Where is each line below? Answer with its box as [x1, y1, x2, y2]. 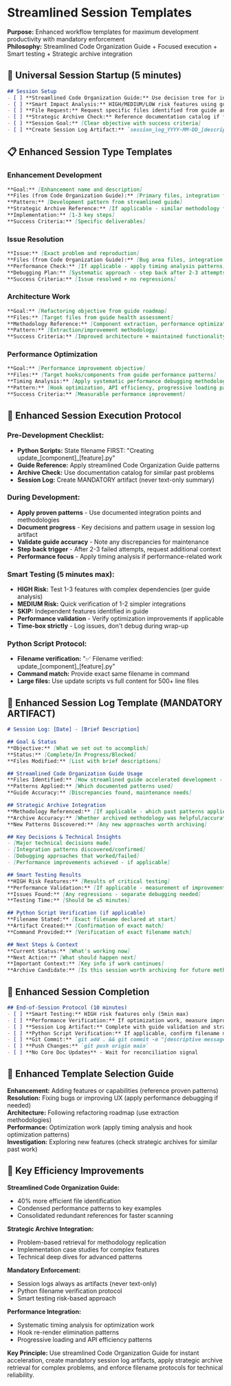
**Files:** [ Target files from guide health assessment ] [7, 314, 174, 321]
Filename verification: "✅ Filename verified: [16, 655, 143, 663]
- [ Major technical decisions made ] [7, 839, 112, 847]
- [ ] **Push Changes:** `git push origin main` [7, 1043, 149, 1050]
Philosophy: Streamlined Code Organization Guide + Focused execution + [7, 42, 218, 50]
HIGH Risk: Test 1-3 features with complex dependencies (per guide [16, 585, 211, 593]
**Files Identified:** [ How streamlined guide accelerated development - [7, 777, 223, 784]
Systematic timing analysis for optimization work [16, 1321, 155, 1329]
